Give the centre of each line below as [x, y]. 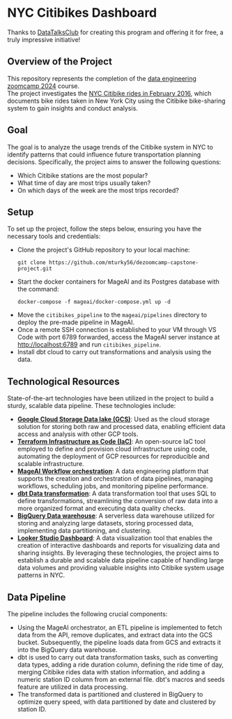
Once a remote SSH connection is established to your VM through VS [117, 330]
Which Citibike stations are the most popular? [83, 175]
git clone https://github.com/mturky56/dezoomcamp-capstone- [108, 263]
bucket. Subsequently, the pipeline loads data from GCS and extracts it [119, 642]
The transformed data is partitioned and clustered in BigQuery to [110, 694]
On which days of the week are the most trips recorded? [98, 190]
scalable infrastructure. [51, 464]
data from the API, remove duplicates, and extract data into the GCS [115, 635]
